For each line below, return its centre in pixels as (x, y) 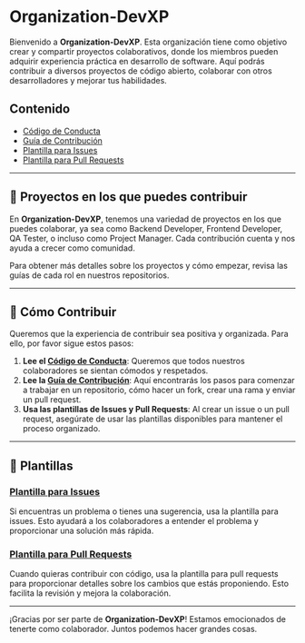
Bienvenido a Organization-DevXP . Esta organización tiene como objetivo (148, 42)
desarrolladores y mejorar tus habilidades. (89, 80)
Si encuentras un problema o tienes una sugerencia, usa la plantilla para (144, 511)
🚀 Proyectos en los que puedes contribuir (128, 197)
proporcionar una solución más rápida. (82, 531)
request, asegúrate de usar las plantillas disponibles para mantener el (152, 419)
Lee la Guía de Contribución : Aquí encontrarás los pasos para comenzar (158, 381)
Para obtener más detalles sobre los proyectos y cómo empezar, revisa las (149, 265)
